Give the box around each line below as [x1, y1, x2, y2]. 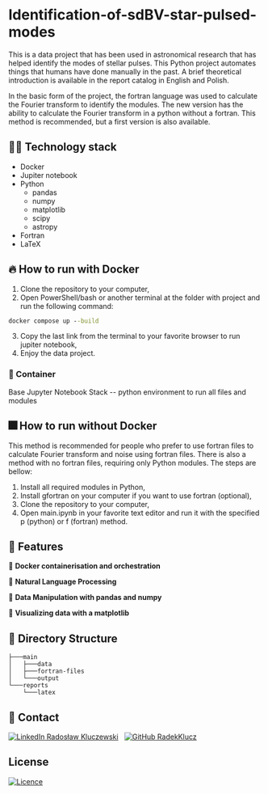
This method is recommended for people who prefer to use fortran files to [8, 441, 254, 450]
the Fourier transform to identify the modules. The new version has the [8, 99, 244, 109]
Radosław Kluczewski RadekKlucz [46, 732, 197, 741]
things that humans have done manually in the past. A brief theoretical [8, 66, 242, 76]
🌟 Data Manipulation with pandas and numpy [8, 593, 162, 602]
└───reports [8, 682, 48, 690]
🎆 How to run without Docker [8, 419, 157, 433]
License [8, 755, 49, 769]
